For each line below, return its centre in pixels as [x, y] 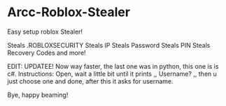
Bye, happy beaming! [38, 95]
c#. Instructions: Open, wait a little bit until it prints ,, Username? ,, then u [112, 74]
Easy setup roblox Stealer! [45, 32]
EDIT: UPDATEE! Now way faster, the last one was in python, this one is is [113, 66]
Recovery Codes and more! [47, 53]
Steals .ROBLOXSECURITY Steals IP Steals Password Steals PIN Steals [109, 45]
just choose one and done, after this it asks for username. [90, 81]
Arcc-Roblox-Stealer [69, 12]
